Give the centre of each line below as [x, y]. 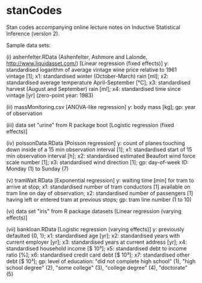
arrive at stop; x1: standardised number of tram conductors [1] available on [98, 187]
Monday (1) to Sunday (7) [38, 169]
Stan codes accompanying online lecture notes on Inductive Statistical [93, 27]
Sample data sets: [29, 45]
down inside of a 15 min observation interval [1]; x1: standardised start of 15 [99, 149]
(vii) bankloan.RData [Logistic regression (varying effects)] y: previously [95, 229]
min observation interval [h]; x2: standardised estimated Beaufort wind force [101, 156]
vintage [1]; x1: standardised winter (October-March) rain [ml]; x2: [87, 76]
